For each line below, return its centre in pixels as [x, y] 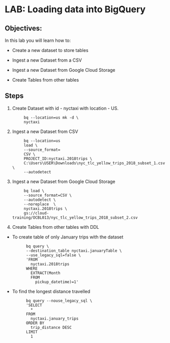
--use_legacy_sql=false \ [53, 255]
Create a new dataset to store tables [50, 50]
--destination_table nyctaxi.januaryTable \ [74, 251]
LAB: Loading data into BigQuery [75, 9]
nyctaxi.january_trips [55, 319]
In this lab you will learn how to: [38, 40]
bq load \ [34, 191]
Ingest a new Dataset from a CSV [47, 60]
